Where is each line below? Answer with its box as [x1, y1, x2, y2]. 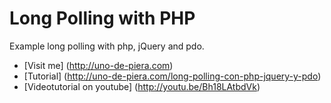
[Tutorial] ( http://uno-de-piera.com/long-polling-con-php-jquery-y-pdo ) [23, 70, 322, 82]
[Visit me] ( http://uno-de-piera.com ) [23, 59, 174, 71]
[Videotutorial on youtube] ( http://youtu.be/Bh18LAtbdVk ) [23, 80, 261, 92]
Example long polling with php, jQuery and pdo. [9, 40, 205, 52]
